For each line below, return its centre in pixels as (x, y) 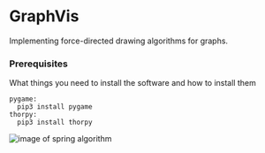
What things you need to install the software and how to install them (132, 83)
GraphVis (44, 16)
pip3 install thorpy (55, 122)
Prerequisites (38, 64)
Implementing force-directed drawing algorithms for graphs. (118, 41)
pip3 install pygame (55, 107)
